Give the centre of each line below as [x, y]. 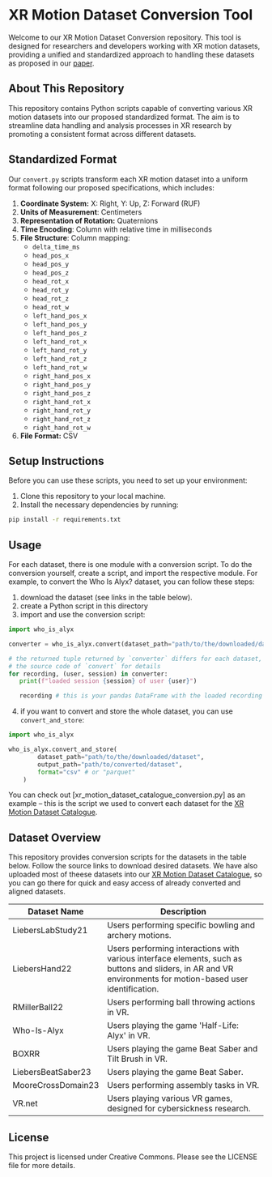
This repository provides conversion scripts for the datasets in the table [127, 857]
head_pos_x [51, 256]
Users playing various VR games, [170, 1098]
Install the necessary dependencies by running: [100, 505]
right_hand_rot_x [62, 402]
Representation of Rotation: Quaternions [89, 220]
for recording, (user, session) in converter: [88, 674]
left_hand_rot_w [59, 367]
